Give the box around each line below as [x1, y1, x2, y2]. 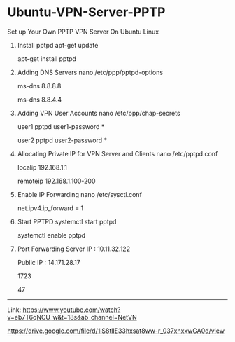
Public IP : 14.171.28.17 [17, 258, 80, 266]
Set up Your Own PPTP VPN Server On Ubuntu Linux [7, 27, 159, 36]
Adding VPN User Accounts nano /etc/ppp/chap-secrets [17, 109, 180, 117]
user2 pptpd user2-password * [17, 136, 107, 144]
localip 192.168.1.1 [17, 163, 68, 172]
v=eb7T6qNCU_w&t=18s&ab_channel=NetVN [7, 313, 138, 321]
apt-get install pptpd [17, 54, 77, 63]
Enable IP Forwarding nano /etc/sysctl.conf [17, 190, 142, 198]
